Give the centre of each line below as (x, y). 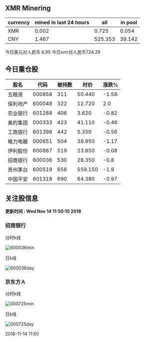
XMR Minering (28, 8)
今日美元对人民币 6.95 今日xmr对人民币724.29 (53, 52)
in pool (129, 22)
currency (19, 22)
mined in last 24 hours (62, 22)
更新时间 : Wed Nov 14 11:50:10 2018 (43, 211)
